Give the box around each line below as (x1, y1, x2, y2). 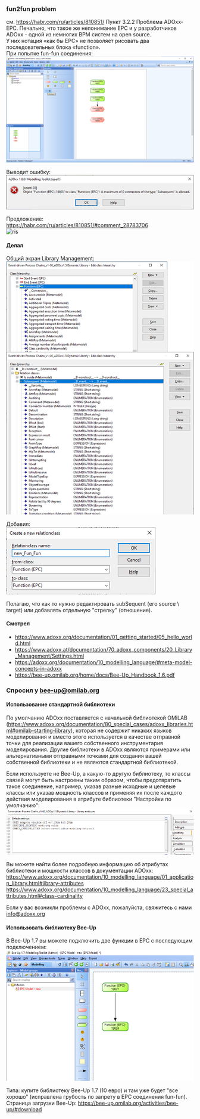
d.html (14, 640, 31, 647)
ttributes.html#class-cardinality (6, 892, 83, 900)
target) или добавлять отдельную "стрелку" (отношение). (6, 606, 153, 613)
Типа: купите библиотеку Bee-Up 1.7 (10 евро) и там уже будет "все (6, 1087, 179, 1094)
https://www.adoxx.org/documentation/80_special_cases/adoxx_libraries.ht (8, 720, 193, 727)
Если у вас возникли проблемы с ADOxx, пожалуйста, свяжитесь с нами (6, 904, 192, 911)
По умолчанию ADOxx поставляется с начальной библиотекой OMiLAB (6, 714, 187, 721)
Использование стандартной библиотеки (6, 701, 115, 708)
